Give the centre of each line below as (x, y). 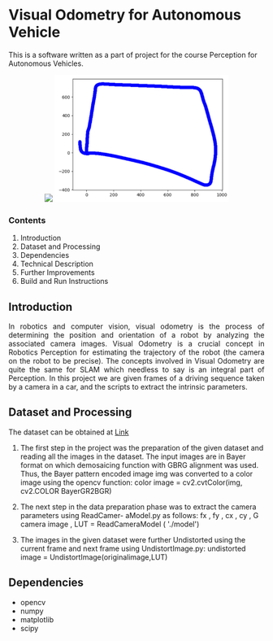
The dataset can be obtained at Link (69, 432)
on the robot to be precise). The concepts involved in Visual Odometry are (136, 361)
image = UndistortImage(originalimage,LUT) (94, 557)
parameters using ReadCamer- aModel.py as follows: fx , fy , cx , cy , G (139, 515)
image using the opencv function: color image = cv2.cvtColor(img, (131, 482)
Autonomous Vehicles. (46, 63)
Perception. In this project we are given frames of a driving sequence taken (136, 378)
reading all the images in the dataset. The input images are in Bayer (133, 456)
